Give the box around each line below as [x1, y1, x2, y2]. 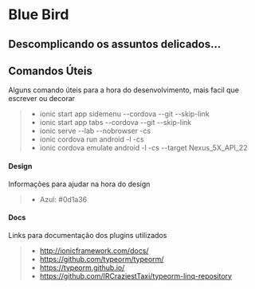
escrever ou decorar [8, 94, 76, 103]
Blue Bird [8, 6, 69, 24]
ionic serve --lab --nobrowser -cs [39, 126, 151, 136]
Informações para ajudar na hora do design [8, 179, 151, 189]
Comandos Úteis [8, 64, 93, 77]
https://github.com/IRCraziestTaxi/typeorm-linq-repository [39, 271, 233, 280]
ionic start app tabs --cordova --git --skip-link [39, 118, 192, 127]
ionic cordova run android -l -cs [39, 135, 145, 144]
